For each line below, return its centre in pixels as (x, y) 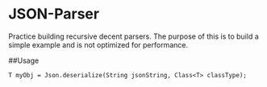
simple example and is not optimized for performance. (98, 44)
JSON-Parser (54, 14)
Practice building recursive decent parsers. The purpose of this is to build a (134, 36)
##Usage (24, 60)
